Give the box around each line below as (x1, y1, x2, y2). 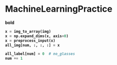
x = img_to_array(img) (5, 29, 51, 34)
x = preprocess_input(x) (5, 38, 56, 43)
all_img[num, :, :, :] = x (5, 43, 60, 47)
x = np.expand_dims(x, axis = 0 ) (5, 33, 69, 39)
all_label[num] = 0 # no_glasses (5, 51, 76, 57)
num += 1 (5, 56, 23, 61)
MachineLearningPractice (5, 3, 113, 15)
